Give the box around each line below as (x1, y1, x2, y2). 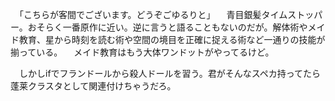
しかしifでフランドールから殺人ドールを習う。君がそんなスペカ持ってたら (18, 68, 322, 79)
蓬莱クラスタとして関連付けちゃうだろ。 (10, 80, 177, 92)
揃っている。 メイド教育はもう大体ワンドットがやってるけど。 (10, 46, 275, 58)
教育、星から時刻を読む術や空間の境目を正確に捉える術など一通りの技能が (18, 34, 326, 45)
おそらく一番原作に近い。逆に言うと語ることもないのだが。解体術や (27, 21, 308, 33)
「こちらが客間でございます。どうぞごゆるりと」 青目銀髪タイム (18, 9, 288, 20)
